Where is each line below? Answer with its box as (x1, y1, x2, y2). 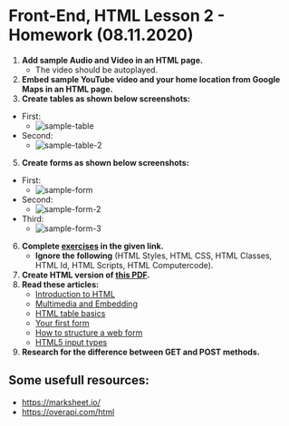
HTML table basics (34, 307, 106, 318)
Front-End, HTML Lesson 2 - (8, 5, 226, 26)
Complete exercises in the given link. (21, 240, 164, 251)
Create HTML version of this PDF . (21, 269, 150, 280)
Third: (21, 213, 44, 224)
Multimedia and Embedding (34, 298, 138, 309)
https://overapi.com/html (21, 406, 115, 417)
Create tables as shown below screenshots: (21, 92, 191, 104)
